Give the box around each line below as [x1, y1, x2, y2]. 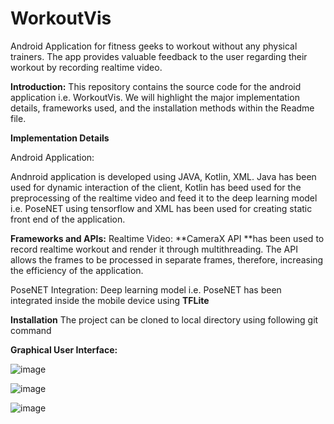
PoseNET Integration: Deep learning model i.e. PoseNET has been [10, 283, 282, 296]
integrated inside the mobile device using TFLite [10, 294, 210, 306]
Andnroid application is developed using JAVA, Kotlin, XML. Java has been [10, 170, 317, 182]
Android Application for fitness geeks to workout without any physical [10, 40, 298, 52]
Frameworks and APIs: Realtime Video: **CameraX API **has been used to [10, 232, 325, 244]
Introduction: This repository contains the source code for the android [10, 80, 302, 92]
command [10, 324, 52, 336]
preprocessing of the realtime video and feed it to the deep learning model [10, 192, 318, 204]
